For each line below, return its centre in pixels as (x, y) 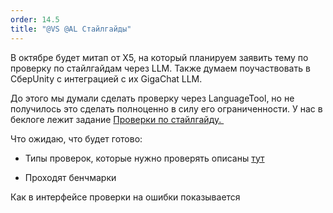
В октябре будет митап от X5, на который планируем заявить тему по (159, 57)
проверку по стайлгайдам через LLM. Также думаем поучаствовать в (160, 68)
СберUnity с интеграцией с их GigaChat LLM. (106, 78)
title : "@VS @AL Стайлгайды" (71, 29)
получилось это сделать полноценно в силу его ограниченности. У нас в (166, 108)
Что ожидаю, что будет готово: (76, 138)
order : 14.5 (35, 19)
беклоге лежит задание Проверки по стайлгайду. (116, 119)
